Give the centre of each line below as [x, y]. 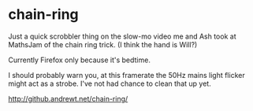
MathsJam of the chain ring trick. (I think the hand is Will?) [103, 44]
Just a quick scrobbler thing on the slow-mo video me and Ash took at [122, 36]
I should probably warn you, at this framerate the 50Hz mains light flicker [127, 75]
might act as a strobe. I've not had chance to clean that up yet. [110, 83]
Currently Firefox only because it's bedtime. [80, 60]
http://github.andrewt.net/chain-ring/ [68, 98]
